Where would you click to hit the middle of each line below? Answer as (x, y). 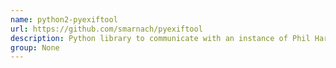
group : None (35, 47)
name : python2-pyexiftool (64, 19)
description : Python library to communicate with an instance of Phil (160, 38)
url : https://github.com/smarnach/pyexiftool (106, 29)
